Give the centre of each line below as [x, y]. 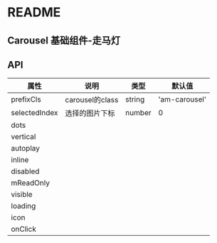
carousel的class [92, 100]
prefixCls [26, 99]
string [135, 99]
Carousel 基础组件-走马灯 [64, 40]
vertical [23, 137]
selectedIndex [35, 113]
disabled [25, 171]
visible [22, 195]
